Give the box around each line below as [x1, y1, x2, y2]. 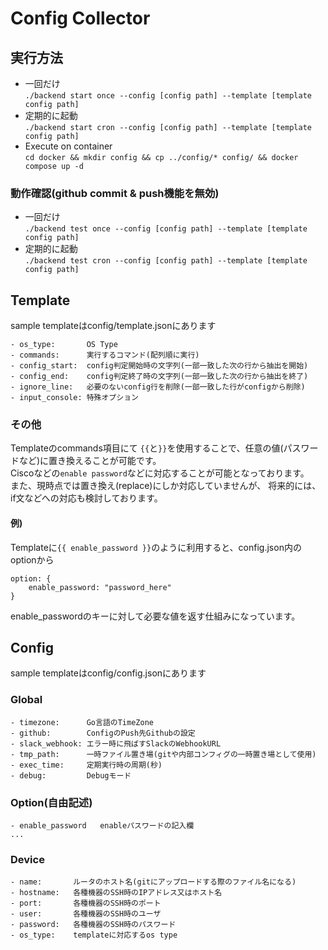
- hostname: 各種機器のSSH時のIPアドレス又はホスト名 [10, 888, 223, 898]
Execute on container [24, 140, 113, 152]
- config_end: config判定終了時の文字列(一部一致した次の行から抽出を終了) [10, 372, 309, 382]
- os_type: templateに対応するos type [10, 930, 178, 941]
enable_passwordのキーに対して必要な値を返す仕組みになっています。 [10, 610, 301, 622]
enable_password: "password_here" [28, 582, 172, 592]
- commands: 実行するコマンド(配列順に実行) [10, 350, 200, 361]
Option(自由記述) [10, 795, 93, 809]
